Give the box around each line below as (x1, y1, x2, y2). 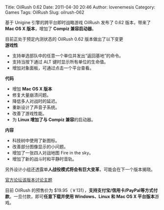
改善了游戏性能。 (12, 111, 47, 116)
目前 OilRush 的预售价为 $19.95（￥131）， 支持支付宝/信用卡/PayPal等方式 (5, 187, 154, 193)
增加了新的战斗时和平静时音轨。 (12, 156, 77, 162)
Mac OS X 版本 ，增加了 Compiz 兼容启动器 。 (5, 26, 96, 31)
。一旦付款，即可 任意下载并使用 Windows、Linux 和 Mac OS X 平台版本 (9, 194, 155, 199)
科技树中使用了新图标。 (12, 138, 60, 143)
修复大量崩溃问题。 (12, 92, 51, 98)
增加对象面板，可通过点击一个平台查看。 (12, 65, 94, 71)
